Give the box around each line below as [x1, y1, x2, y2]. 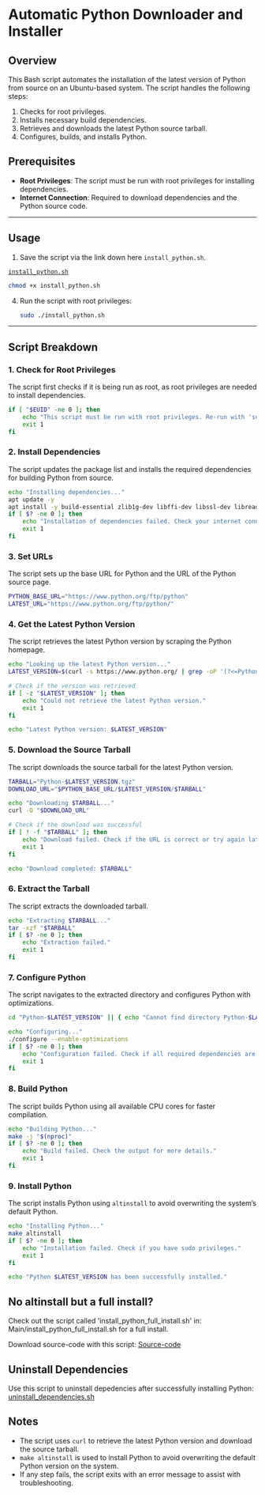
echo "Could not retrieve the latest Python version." [22, 697, 207, 704]
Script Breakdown [8, 340, 99, 353]
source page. [8, 577, 51, 587]
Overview [8, 54, 58, 67]
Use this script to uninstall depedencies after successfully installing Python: [8, 1384, 254, 1393]
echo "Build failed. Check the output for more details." [22, 1147, 217, 1155]
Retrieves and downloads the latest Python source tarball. [19, 124, 207, 133]
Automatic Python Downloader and [8, 6, 243, 24]
